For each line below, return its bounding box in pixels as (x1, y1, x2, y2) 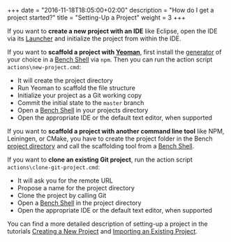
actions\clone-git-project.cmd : (7, 163, 100, 171)
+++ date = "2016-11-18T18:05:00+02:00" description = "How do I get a (7, 6, 214, 14)
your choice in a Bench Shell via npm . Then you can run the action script (7, 55, 213, 64)
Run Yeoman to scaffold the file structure (17, 84, 136, 92)
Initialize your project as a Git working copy (17, 91, 142, 99)
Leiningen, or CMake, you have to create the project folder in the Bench (7, 134, 213, 143)
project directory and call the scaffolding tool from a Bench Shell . (7, 142, 195, 150)
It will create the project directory (17, 76, 113, 85)
